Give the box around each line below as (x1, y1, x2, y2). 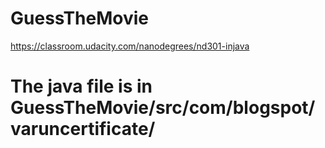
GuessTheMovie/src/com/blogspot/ (10, 97, 316, 119)
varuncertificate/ (10, 118, 156, 141)
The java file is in (10, 75, 153, 98)
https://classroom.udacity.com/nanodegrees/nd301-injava (10, 40, 250, 52)
